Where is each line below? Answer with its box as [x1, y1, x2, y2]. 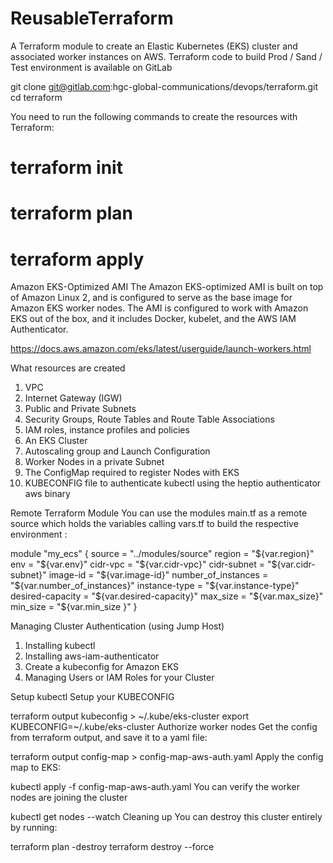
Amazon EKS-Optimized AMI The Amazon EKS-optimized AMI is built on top [10, 281, 324, 293]
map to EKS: [10, 762, 62, 774]
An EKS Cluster [24, 435, 88, 447]
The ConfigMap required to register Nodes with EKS [24, 467, 240, 479]
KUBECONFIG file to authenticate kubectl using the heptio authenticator [24, 477, 322, 489]
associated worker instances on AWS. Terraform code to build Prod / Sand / [10, 50, 323, 62]
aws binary [24, 488, 71, 500]
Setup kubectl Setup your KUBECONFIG [10, 691, 175, 703]
